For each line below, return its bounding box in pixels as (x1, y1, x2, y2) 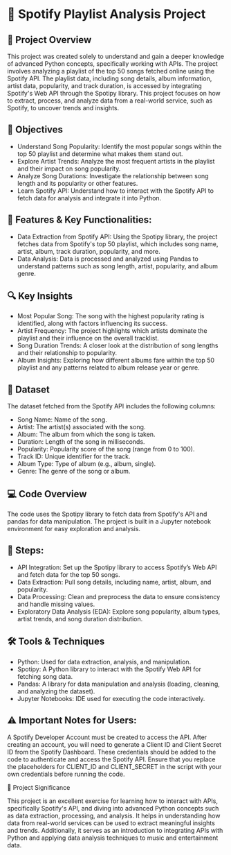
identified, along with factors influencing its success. (17, 319, 168, 328)
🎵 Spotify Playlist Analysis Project (7, 6, 206, 22)
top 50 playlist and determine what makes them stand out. (17, 149, 183, 158)
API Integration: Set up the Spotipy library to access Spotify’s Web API (17, 563, 217, 571)
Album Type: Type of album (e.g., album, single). (17, 460, 156, 468)
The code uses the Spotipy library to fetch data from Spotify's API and (7, 510, 207, 519)
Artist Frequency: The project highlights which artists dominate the (17, 327, 207, 335)
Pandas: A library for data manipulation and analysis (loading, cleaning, (17, 680, 220, 688)
